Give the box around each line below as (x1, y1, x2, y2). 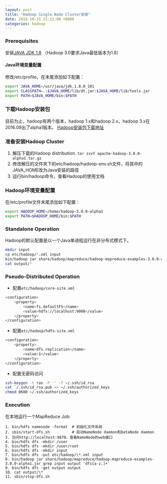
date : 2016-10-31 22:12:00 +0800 (5, 16, 75, 21)
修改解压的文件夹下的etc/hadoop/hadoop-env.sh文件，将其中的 (12, 160, 143, 167)
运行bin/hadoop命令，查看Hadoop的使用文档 (12, 173, 105, 179)
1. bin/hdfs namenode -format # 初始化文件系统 (5, 424, 103, 429)
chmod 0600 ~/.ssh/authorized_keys (5, 389, 79, 395)
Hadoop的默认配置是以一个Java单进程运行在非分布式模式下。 (5, 238, 132, 243)
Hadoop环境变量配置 (5, 187, 56, 194)
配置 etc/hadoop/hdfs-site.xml (12, 328, 75, 334)
